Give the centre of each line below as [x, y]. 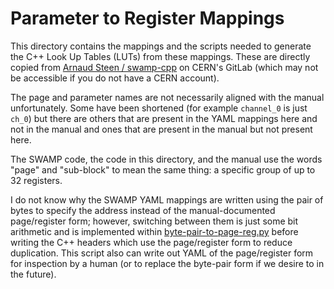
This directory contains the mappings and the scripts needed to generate [161, 46]
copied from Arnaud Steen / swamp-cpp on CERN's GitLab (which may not [164, 67]
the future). [33, 274]
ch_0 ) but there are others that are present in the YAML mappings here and [164, 118]
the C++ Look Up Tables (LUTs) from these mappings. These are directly [160, 56]
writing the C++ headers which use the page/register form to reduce [151, 242]
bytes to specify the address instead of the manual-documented [143, 210]
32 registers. [36, 180]
